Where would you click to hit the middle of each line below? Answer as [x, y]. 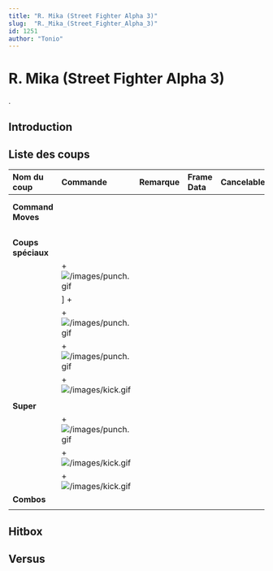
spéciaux [30, 253]
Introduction [41, 127]
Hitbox [26, 532]
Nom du [28, 177]
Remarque [160, 182]
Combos [29, 500]
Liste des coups [50, 154]
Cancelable [243, 182]
